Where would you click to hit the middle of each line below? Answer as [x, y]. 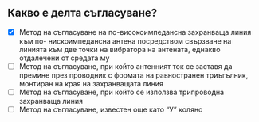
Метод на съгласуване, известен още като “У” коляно [111, 109]
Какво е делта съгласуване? [82, 13]
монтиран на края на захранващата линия [91, 83]
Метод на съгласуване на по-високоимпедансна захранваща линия [135, 32]
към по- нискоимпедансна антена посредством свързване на [125, 41]
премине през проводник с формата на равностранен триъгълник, [133, 75]
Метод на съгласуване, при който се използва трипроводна [122, 92]
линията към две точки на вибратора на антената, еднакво [120, 49]
